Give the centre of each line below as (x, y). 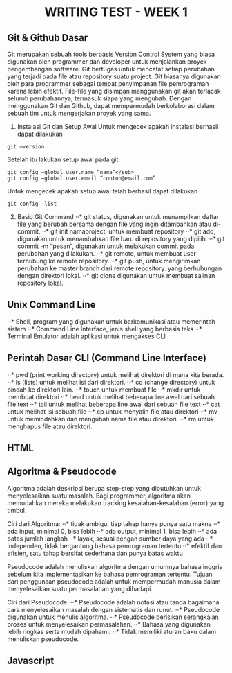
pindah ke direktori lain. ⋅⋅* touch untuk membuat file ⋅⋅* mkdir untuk (104, 390)
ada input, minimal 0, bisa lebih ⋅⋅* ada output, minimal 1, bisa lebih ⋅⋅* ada (112, 531)
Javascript (31, 661)
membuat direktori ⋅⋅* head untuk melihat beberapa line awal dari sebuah (111, 396)
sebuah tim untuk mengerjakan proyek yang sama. (79, 113)
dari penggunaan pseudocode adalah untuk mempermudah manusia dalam (114, 581)
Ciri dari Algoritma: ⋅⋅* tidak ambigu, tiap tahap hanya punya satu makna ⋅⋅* (114, 523)
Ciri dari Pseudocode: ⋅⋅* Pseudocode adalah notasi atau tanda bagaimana (113, 602)
